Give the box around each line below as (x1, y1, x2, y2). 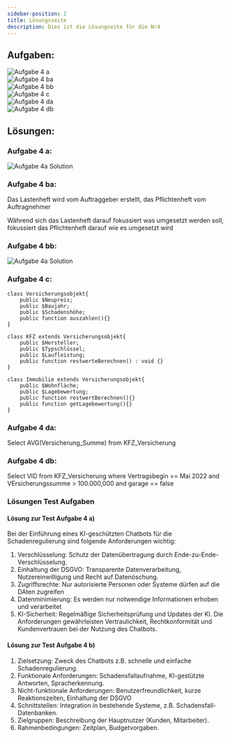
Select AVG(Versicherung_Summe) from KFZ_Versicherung (7, 438, 176, 447)
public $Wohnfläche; (20, 382, 79, 389)
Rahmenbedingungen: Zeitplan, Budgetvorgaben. (17, 723, 159, 731)
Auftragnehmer (7, 203, 51, 211)
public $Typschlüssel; (20, 345, 86, 352)
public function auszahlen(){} (20, 315, 111, 322)
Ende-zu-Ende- (174, 550, 220, 559)
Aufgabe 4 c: (7, 274, 52, 284)
